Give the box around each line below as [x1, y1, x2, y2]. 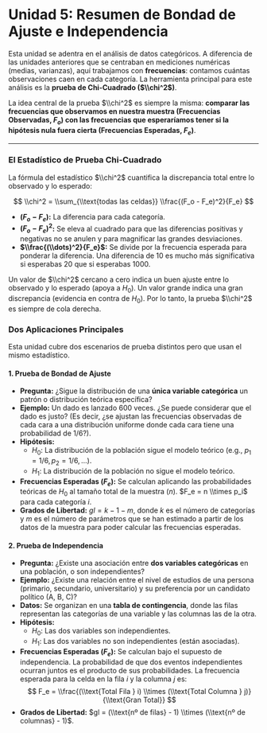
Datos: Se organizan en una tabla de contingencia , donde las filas [19, 601, 238, 610]
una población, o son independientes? [19, 567, 145, 576]
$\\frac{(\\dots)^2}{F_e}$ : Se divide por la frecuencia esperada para [19, 243, 247, 252]
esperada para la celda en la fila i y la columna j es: [19, 674, 188, 684]
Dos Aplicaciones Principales [8, 324, 124, 335]
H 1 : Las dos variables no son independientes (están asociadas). [31, 637, 240, 648]
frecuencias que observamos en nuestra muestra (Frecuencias [8, 106, 221, 116]
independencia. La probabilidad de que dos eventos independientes [19, 657, 243, 666]
